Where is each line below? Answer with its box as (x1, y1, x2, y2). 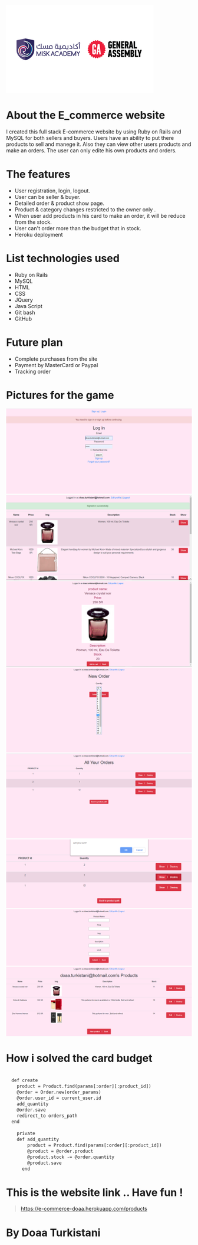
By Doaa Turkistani (6, 1226, 101, 1239)
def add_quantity (16, 1136, 60, 1143)
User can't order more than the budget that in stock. (14, 224, 141, 231)
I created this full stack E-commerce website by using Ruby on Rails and (6, 128, 181, 135)
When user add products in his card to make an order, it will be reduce (14, 212, 186, 219)
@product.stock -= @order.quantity (27, 1154, 115, 1161)
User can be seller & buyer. (14, 193, 81, 200)
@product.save (27, 1160, 62, 1166)
